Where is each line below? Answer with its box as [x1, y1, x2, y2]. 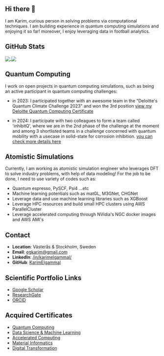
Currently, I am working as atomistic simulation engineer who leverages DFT [5, 166, 159, 171]
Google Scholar [12, 287, 44, 293]
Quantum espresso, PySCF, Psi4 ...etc [12, 186, 89, 191]
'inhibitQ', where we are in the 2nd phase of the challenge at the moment [12, 123, 159, 129]
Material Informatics [12, 340, 53, 346]
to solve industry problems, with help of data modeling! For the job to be [5, 171, 151, 177]
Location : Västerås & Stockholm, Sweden [12, 244, 96, 250]
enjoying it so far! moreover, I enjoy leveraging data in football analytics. [5, 28, 150, 34]
